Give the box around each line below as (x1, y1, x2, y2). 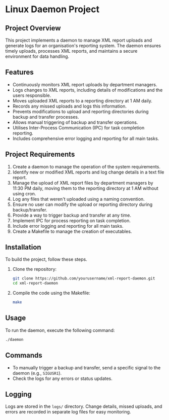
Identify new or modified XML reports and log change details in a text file (12, 169, 164, 175)
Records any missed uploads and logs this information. (12, 103, 127, 109)
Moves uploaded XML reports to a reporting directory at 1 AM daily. (12, 97, 153, 103)
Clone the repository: (12, 266, 57, 272)
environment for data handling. (5, 53, 70, 59)
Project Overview (5, 24, 61, 32)
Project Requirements (5, 150, 75, 159)
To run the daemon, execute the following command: (5, 327, 115, 333)
